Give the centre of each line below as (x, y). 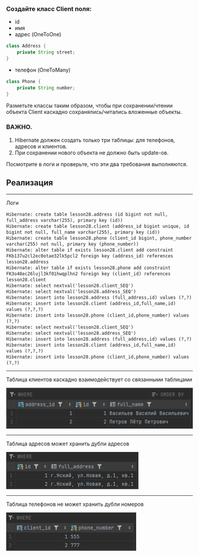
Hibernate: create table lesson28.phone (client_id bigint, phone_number (99, 238)
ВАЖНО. (19, 127)
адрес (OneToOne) (38, 34)
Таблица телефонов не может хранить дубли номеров (75, 504)
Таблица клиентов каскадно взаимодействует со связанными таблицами (99, 379)
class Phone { (24, 81)
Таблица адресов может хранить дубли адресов (68, 444)
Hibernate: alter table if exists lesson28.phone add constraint (88, 268)
